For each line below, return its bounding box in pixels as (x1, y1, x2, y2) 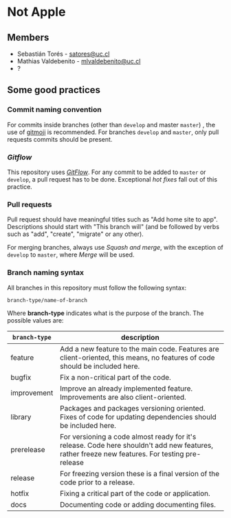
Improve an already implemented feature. (59, 383, 193, 393)
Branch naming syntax (7, 268, 85, 277)
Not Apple (7, 4, 66, 20)
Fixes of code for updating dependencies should (59, 412, 217, 422)
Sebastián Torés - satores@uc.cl (16, 50, 110, 58)
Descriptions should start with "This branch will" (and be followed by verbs (7, 223, 220, 231)
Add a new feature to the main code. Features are (59, 344, 220, 354)
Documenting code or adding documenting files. (59, 499, 217, 509)
